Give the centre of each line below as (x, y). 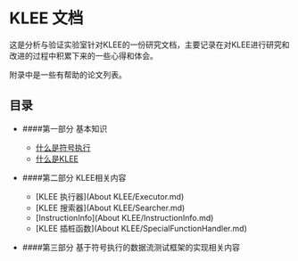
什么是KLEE (57, 159)
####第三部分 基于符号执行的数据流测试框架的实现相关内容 (131, 247)
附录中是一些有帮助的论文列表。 (68, 74)
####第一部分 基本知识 (65, 128)
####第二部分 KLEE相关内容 (74, 177)
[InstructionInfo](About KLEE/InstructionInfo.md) (124, 217)
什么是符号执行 (63, 147)
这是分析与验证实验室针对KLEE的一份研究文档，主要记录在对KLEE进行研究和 (149, 45)
